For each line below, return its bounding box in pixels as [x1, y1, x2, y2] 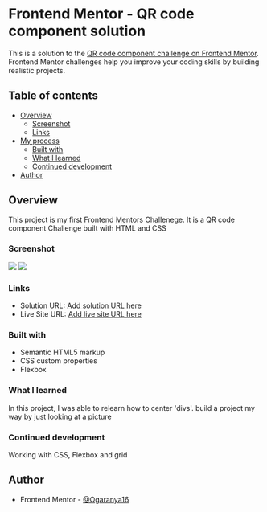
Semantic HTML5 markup [19, 347, 105, 358]
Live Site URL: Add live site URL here [19, 309, 142, 319]
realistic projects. [8, 65, 66, 75]
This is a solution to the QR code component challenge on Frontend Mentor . [8, 48, 259, 58]
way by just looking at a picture [8, 412, 112, 421]
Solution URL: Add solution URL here [19, 301, 142, 310]
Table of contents [8, 89, 98, 103]
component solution [8, 22, 146, 40]
